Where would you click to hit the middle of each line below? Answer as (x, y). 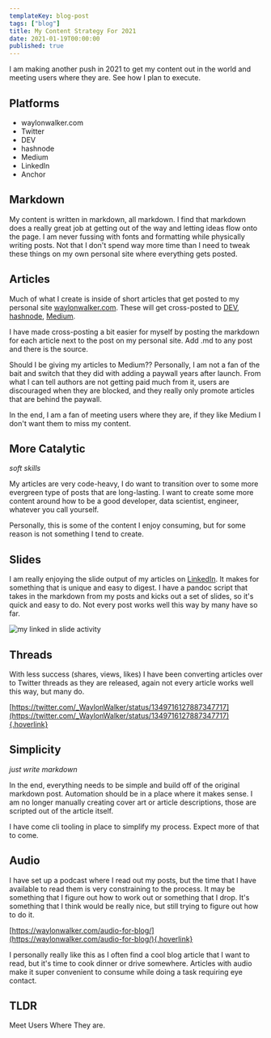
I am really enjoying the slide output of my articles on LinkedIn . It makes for (134, 579)
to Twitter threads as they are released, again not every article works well (131, 683)
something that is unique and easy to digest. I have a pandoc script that (128, 587)
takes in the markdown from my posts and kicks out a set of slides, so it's (131, 596)
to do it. (22, 914)
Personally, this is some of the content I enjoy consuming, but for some (127, 525)
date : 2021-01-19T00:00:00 (55, 38)
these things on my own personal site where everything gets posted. (123, 254)
